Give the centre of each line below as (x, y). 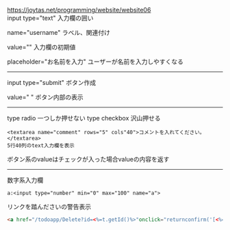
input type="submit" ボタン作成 (52, 82)
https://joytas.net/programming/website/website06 (79, 10)
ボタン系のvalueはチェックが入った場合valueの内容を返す (88, 159)
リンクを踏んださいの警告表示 (49, 207)
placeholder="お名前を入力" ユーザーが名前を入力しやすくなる (95, 62)
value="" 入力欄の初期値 (41, 47)
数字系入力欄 (25, 180)
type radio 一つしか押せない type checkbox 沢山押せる (84, 118)
